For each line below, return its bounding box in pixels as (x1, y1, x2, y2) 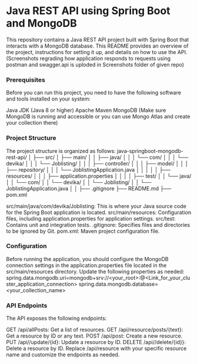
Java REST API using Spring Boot (6, 4, 171, 18)
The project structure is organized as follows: (6, 147, 116, 154)
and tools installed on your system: (6, 95, 91, 102)
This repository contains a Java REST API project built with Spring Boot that (6, 36, 189, 43)
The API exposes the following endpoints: (6, 315, 107, 322)
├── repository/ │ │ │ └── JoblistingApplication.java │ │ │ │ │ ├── (6, 166, 171, 173)
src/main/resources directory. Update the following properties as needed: (6, 268, 185, 275)
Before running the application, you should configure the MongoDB (6, 255, 169, 262)
